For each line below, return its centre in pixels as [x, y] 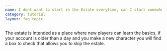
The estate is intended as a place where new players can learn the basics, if [83, 33]
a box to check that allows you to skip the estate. [55, 44]
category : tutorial [25, 14]
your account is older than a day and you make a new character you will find [83, 38]
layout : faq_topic [24, 19]
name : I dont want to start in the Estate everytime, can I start [75, 10]
